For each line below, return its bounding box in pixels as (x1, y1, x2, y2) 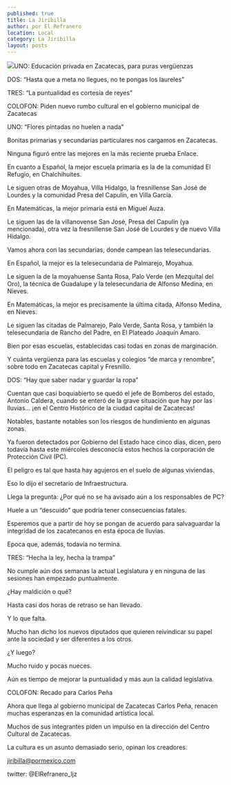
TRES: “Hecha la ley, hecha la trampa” (7, 553, 116, 562)
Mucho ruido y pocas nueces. (7, 662, 92, 670)
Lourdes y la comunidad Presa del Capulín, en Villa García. (7, 191, 174, 199)
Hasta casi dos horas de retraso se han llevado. (7, 601, 143, 609)
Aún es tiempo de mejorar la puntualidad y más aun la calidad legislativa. (7, 675, 214, 683)
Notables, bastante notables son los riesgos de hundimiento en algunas (7, 417, 210, 425)
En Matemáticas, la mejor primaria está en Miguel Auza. (7, 204, 165, 212)
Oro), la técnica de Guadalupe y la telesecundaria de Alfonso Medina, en (7, 280, 213, 288)
